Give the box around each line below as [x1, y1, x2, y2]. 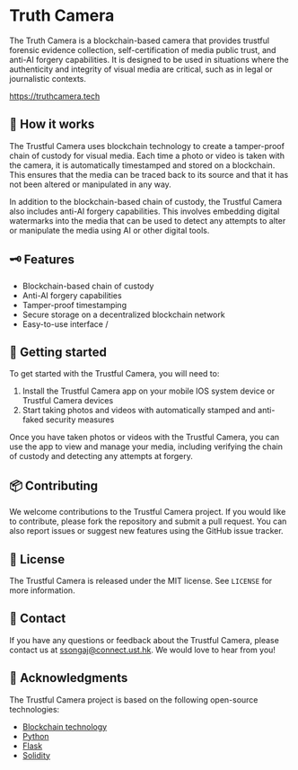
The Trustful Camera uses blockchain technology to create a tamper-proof [9, 140, 285, 151]
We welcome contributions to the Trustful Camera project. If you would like [9, 507, 286, 518]
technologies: [9, 704, 60, 714]
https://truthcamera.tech [9, 91, 101, 102]
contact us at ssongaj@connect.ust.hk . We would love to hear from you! [9, 644, 276, 655]
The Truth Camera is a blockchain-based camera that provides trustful [9, 35, 270, 46]
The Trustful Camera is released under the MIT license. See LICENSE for [9, 576, 273, 586]
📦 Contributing [9, 478, 99, 493]
